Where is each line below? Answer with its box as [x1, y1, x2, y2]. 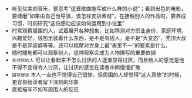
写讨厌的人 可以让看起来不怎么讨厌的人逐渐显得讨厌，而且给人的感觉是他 [11, 56, 185, 63]
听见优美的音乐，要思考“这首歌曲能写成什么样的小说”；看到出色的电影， [11, 5, 187, 12]
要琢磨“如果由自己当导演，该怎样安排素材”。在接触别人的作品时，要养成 [11, 12, 187, 19]
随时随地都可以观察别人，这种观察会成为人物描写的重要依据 [11, 49, 156, 56]
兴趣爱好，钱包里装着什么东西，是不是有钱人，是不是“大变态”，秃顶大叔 [11, 35, 187, 41]
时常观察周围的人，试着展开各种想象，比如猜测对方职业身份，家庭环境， [11, 27, 187, 34]
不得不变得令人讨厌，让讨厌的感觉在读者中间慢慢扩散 [11, 64, 141, 70]
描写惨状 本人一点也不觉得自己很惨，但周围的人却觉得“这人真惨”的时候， [11, 71, 185, 78]
